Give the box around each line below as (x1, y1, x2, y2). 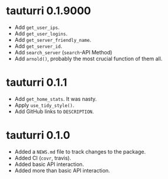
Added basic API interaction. (14, 161, 84, 168)
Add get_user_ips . (14, 24, 60, 31)
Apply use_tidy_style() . (14, 102, 75, 109)
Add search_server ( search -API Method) (14, 48, 113, 56)
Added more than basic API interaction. (14, 167, 110, 174)
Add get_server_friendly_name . (14, 36, 91, 43)
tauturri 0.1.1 (6, 76, 67, 89)
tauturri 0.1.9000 (6, 4, 91, 18)
